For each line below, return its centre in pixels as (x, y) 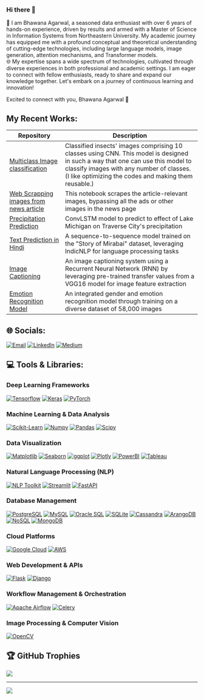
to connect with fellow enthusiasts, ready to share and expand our (89, 75)
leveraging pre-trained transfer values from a (130, 277)
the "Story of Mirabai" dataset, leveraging (124, 244)
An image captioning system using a (117, 261)
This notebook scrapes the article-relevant (126, 194)
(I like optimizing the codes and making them (129, 177)
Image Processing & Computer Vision (63, 623)
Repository (34, 136)
